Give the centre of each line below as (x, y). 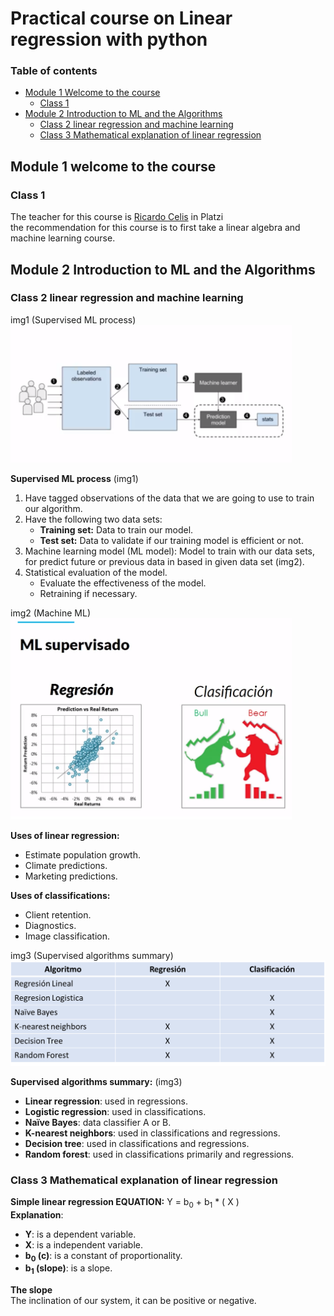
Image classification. (67, 936)
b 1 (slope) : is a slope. (68, 1269)
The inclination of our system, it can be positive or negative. (133, 1301)
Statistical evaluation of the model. (96, 573)
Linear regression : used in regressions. (106, 1101)
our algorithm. (53, 509)
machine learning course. (63, 238)
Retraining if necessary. (88, 594)
